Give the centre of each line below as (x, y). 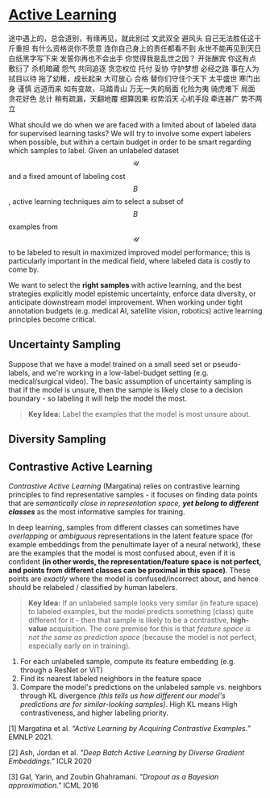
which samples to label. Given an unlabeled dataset (93, 150)
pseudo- (227, 364)
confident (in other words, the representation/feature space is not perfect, (135, 561)
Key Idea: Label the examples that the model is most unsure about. (139, 414)
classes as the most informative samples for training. (97, 511)
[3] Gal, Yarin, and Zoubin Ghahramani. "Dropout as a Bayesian (114, 776)
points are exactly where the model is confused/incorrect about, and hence (134, 579)
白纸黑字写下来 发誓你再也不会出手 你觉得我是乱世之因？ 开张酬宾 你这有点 (132, 58)
